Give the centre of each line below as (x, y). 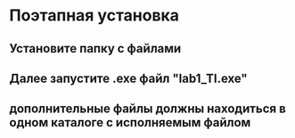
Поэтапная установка (94, 16)
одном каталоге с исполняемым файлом (130, 122)
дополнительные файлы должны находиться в (148, 109)
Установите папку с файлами (95, 49)
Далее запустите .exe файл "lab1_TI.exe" (128, 78)
